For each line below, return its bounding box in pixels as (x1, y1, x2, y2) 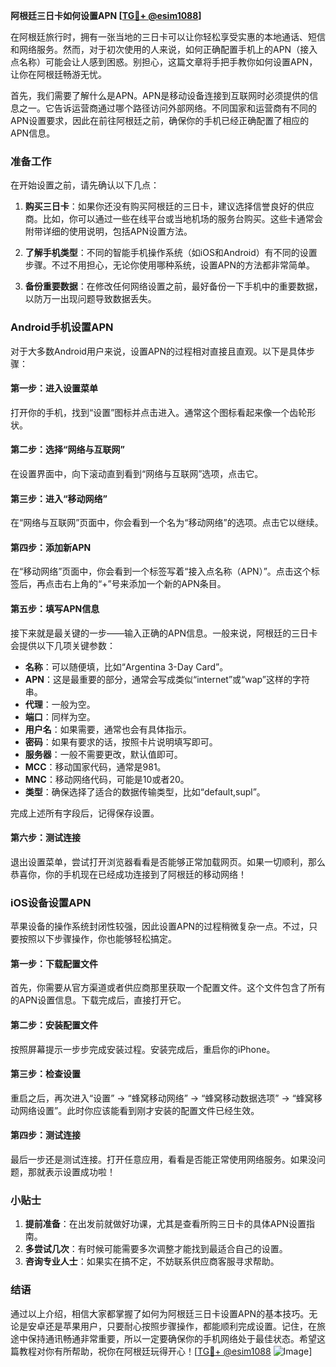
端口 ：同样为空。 (24, 710, 96, 723)
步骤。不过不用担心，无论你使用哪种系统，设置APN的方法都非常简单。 (24, 259, 315, 271)
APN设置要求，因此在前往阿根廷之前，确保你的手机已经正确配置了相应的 (10, 115, 310, 126)
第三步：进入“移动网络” (10, 492, 108, 504)
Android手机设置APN (10, 320, 114, 334)
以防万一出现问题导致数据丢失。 (24, 293, 157, 305)
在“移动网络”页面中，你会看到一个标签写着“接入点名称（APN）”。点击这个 (10, 565, 312, 578)
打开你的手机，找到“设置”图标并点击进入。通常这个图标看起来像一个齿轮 (10, 406, 308, 418)
